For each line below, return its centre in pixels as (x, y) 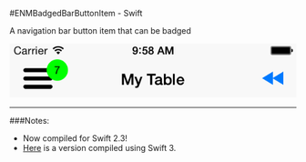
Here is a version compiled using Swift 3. (99, 147)
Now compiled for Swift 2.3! (75, 138)
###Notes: (30, 120)
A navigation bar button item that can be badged (100, 30)
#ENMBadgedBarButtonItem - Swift (76, 13)
